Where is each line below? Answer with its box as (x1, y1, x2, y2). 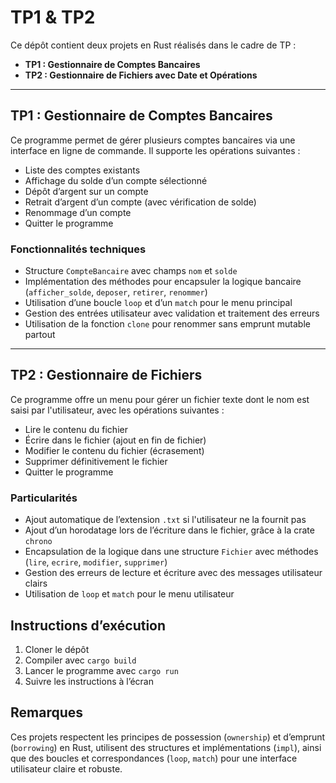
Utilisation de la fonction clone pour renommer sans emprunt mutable (24, 318, 311, 330)
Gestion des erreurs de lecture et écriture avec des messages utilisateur (24, 567, 323, 579)
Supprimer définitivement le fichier (24, 455, 168, 467)
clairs (24, 577, 48, 590)
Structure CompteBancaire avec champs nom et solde (24, 265, 238, 277)
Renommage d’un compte (24, 206, 132, 218)
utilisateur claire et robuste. (10, 762, 123, 775)
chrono (24, 537, 53, 547)
